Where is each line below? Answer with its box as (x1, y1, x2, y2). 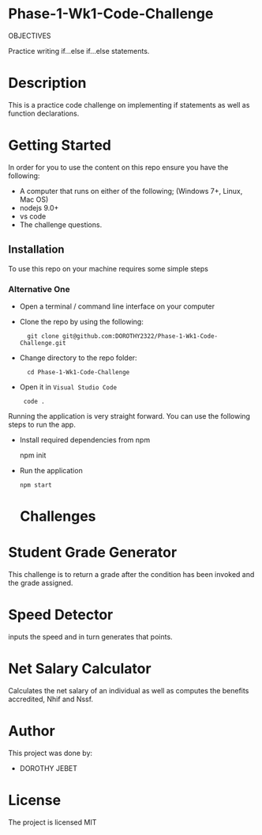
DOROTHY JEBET (19, 763, 77, 772)
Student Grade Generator (8, 544, 178, 562)
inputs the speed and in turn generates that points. (8, 632, 173, 641)
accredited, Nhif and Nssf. (8, 694, 93, 704)
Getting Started (8, 136, 112, 154)
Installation (8, 243, 65, 256)
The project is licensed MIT (8, 817, 97, 827)
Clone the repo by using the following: (19, 317, 144, 326)
